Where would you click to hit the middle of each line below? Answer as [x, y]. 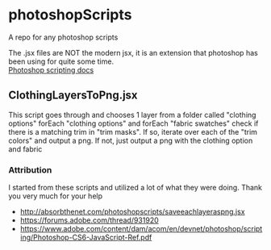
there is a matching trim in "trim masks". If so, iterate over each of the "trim [133, 131]
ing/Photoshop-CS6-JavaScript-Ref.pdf [86, 237]
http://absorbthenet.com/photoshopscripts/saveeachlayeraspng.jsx [132, 212]
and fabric [25, 149]
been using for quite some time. [61, 61]
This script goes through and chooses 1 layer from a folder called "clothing [132, 115]
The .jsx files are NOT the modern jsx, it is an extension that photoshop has [133, 52]
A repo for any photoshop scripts [63, 37]
